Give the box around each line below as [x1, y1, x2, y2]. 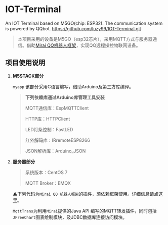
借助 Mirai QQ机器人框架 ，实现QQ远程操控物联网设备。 [26, 42, 141, 48]
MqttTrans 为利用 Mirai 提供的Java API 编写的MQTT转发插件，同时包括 [12, 208, 157, 214]
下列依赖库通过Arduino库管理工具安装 [25, 94, 105, 100]
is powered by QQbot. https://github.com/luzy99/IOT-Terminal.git [5, 25, 141, 31]
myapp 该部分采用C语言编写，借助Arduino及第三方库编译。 [12, 83, 134, 89]
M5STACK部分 [12, 73, 44, 79]
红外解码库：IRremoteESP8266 [25, 137, 90, 143]
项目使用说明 [5, 59, 46, 67]
